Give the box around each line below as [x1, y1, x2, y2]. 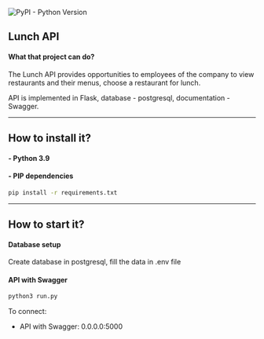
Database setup [8, 239, 61, 249]
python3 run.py [8, 293, 58, 301]
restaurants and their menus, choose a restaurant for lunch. [8, 78, 201, 87]
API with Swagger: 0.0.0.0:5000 [19, 322, 123, 331]
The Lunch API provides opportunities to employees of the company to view [8, 69, 255, 78]
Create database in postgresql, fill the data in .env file [8, 257, 181, 267]
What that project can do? [8, 52, 95, 61]
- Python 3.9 [8, 153, 50, 162]
